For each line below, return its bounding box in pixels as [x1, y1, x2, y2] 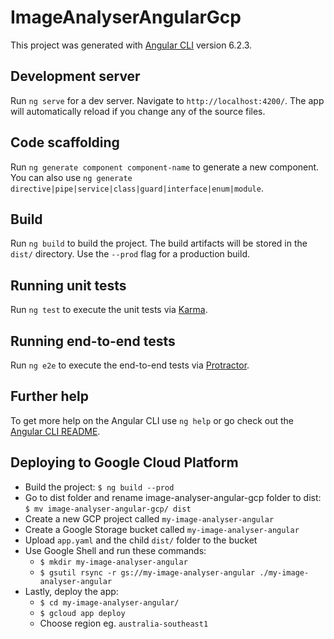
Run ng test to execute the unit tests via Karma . [10, 304, 208, 316]
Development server [10, 68, 141, 85]
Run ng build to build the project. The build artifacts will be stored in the [10, 237, 308, 250]
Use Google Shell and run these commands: [24, 544, 207, 556]
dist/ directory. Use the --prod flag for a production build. [10, 248, 250, 260]
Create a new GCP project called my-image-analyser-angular [24, 512, 275, 525]
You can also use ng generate [10, 171, 133, 183]
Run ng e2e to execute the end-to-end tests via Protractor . [10, 359, 250, 371]
